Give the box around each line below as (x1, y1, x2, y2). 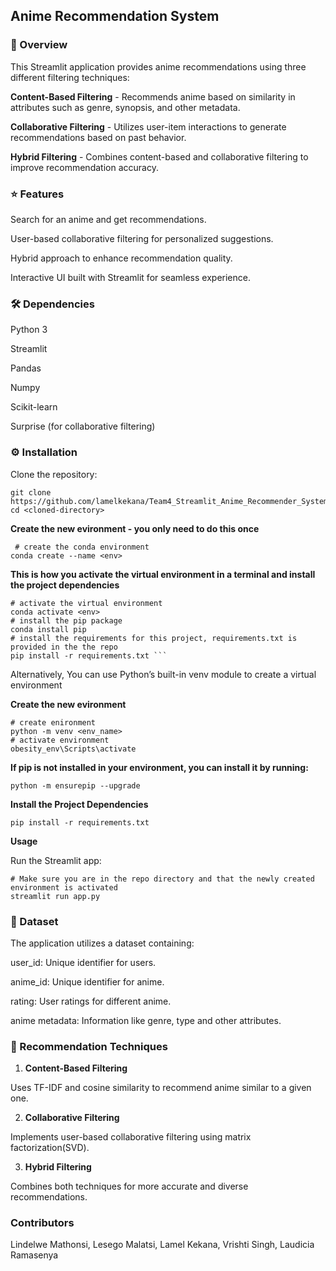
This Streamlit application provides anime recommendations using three (10, 60, 307, 73)
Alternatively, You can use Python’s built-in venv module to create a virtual (10, 668, 317, 680)
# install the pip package (10, 615, 123, 626)
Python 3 (10, 324, 48, 336)
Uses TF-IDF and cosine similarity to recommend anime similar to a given (10, 1082, 312, 1094)
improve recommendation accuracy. (10, 161, 159, 173)
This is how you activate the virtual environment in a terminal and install (10, 568, 316, 580)
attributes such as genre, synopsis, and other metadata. (10, 101, 241, 113)
